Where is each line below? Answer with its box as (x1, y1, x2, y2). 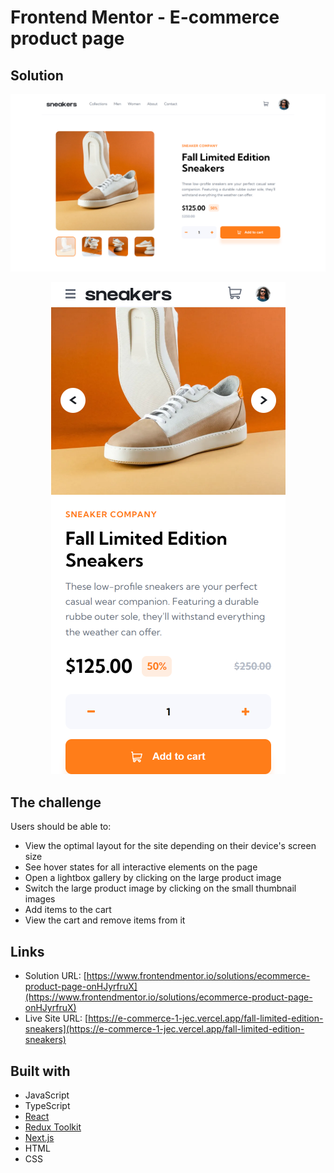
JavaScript (24, 1089, 70, 1101)
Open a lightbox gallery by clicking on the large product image (24, 872, 282, 884)
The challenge (10, 794, 102, 811)
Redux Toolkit (24, 1121, 82, 1133)
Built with (10, 1062, 71, 1080)
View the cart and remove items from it (24, 914, 186, 926)
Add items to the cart (24, 904, 112, 916)
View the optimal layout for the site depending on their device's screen (24, 840, 317, 852)
